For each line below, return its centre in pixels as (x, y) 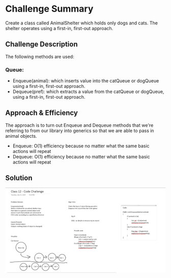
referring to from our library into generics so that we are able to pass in (80, 131)
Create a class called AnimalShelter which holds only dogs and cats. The (81, 23)
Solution (19, 178)
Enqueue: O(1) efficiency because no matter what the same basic (81, 146)
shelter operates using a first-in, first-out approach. (59, 28)
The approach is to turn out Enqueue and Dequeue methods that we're (79, 125)
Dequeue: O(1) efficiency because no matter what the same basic (81, 157)
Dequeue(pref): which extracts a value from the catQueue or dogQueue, (88, 91)
